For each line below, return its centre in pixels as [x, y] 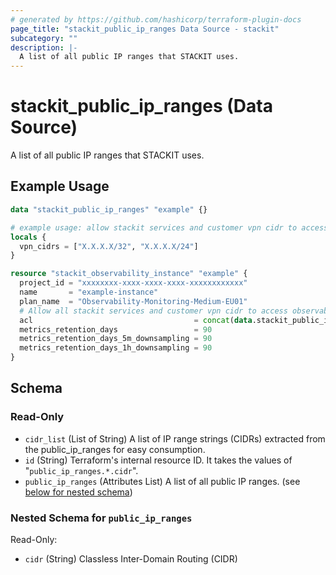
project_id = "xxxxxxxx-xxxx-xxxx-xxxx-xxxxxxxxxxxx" [133, 283]
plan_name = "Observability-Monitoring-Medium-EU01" [133, 301]
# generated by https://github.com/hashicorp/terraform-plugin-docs [156, 19]
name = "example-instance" [89, 292]
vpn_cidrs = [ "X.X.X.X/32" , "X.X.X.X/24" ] [109, 246]
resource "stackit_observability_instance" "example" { [129, 274]
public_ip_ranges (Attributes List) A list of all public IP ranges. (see [162, 481]
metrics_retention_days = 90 [116, 329]
